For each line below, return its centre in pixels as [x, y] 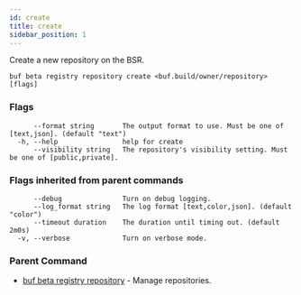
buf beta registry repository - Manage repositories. [117, 281]
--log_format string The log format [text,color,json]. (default [163, 207]
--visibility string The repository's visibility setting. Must [160, 150]
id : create [30, 18]
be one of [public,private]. [64, 157]
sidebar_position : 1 [48, 34]
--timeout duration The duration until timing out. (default [156, 222]
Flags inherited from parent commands [96, 180]
